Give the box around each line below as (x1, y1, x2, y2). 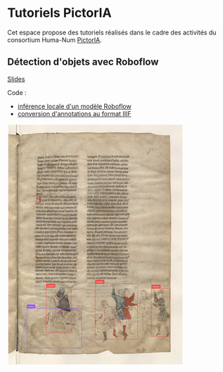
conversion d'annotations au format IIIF (17, 109, 132, 117)
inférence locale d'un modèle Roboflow (17, 102, 132, 110)
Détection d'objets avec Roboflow (7, 56, 159, 68)
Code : (7, 88, 27, 96)
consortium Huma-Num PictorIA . (7, 35, 102, 44)
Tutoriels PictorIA (7, 5, 112, 21)
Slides (7, 75, 25, 83)
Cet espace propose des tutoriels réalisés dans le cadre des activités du (7, 28, 217, 37)
